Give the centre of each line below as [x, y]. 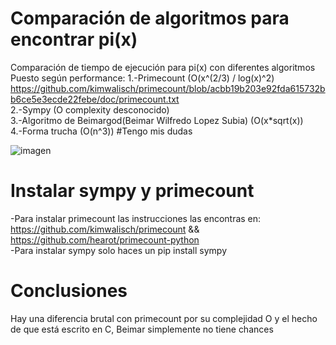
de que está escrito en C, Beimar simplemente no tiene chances [142, 329]
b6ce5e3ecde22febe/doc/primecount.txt [95, 99]
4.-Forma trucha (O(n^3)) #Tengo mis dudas [101, 131]
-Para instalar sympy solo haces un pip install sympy [119, 250]
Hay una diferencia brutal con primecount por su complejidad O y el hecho [164, 318]
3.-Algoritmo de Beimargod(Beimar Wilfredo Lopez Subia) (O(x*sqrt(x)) [157, 120]
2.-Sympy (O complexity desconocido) [90, 109]
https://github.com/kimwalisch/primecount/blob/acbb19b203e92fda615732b [168, 88]
